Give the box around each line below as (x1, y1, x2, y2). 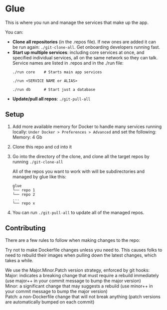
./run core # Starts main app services (12, 69, 102, 75)
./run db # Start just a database (12, 87, 96, 92)
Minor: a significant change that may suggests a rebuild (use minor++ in (5, 283, 153, 289)
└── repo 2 (12, 192, 35, 197)
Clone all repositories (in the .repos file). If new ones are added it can (12, 38, 156, 45)
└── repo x (12, 200, 35, 206)
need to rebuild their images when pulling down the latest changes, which (5, 252, 157, 258)
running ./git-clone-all (12, 158, 63, 164)
